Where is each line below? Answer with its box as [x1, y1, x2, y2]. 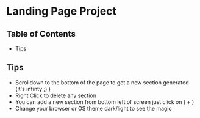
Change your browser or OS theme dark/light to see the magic [15, 105, 172, 112]
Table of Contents [6, 29, 76, 39]
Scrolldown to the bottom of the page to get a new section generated [15, 78, 189, 86]
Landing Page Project [6, 4, 117, 18]
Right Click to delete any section [15, 92, 96, 99]
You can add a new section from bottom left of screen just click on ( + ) [15, 98, 195, 105]
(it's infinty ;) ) [15, 85, 51, 92]
